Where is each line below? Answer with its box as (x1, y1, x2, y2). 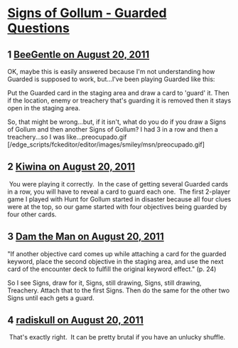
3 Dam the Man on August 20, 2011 (7, 231, 165, 243)
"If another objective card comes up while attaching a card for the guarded (7, 249, 227, 258)
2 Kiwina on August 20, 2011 (7, 161, 135, 173)
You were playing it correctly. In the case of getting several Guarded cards (9, 179, 229, 188)
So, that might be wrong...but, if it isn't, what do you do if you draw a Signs (7, 117, 227, 126)
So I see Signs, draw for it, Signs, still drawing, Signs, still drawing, (7, 278, 202, 287)
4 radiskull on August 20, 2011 (7, 315, 144, 327)
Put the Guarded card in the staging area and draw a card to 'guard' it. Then (7, 89, 229, 97)
